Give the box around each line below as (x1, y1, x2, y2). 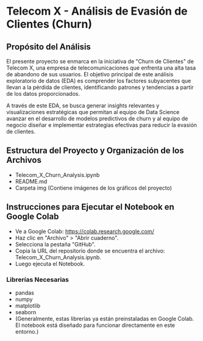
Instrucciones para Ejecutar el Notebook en (6, 202, 175, 212)
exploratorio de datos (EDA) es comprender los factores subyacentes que (6, 77, 191, 84)
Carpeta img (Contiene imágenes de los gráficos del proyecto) (15, 184, 173, 192)
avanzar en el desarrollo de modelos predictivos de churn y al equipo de (6, 115, 188, 122)
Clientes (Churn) (6, 17, 93, 31)
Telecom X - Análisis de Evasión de (6, 4, 188, 18)
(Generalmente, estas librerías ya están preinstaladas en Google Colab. (15, 315, 194, 322)
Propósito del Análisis (6, 41, 91, 52)
